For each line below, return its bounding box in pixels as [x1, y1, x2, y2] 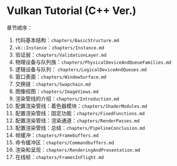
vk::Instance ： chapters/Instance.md [15, 44, 105, 51]
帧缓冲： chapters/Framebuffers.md [15, 132, 99, 139]
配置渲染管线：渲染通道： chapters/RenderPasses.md [15, 117, 140, 124]
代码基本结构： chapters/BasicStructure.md [15, 36, 119, 43]
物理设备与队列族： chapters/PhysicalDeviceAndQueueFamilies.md [15, 58, 172, 65]
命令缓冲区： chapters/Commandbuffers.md [15, 139, 114, 146]
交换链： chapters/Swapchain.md [15, 80, 91, 87]
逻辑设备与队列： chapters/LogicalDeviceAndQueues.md [15, 65, 147, 72]
